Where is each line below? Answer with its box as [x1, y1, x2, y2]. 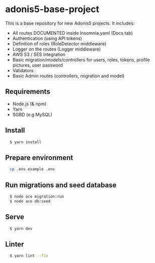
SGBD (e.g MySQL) [12, 111, 53, 117]
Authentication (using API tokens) [12, 35, 82, 41]
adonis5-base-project [5, 4, 100, 15]
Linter [5, 240, 24, 248]
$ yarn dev [10, 226, 33, 231]
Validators [12, 67, 34, 74]
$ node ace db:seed [10, 199, 51, 204]
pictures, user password [12, 62, 63, 68]
